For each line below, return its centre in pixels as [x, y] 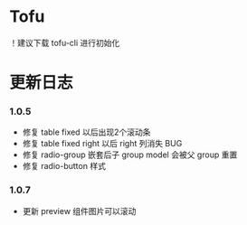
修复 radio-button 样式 [64, 166]
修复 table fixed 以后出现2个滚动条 [86, 132]
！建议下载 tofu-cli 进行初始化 [65, 42]
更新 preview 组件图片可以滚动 [79, 211]
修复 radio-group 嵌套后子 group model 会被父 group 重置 [130, 155]
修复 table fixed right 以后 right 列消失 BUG [102, 144]
